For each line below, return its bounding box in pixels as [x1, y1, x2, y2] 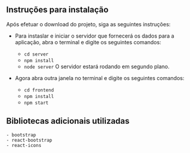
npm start [23, 100, 49, 106]
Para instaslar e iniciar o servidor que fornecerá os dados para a [14, 32, 174, 39]
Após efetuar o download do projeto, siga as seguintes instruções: [6, 20, 171, 27]
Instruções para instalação [6, 5, 109, 15]
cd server [23, 51, 49, 57]
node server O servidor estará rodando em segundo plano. [23, 63, 170, 70]
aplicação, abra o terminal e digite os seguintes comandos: [14, 38, 161, 45]
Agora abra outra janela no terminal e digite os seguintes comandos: [14, 74, 185, 81]
